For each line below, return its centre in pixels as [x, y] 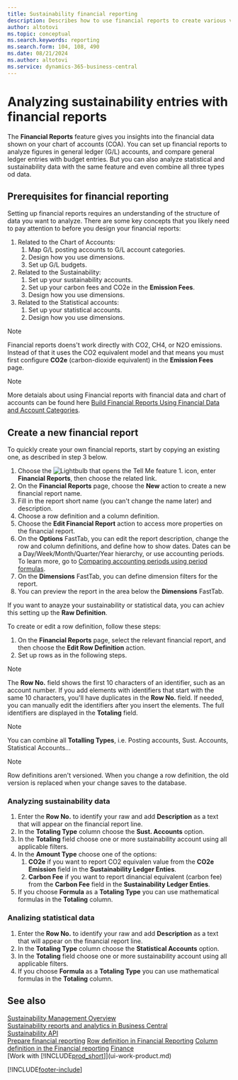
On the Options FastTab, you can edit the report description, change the [123, 539]
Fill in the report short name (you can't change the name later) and [115, 501]
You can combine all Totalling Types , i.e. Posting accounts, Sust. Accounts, [118, 740]
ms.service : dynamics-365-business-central [73, 67]
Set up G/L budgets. [57, 265]
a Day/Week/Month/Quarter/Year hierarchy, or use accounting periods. [121, 554]
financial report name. [50, 494]
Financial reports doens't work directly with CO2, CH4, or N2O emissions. [115, 345]
